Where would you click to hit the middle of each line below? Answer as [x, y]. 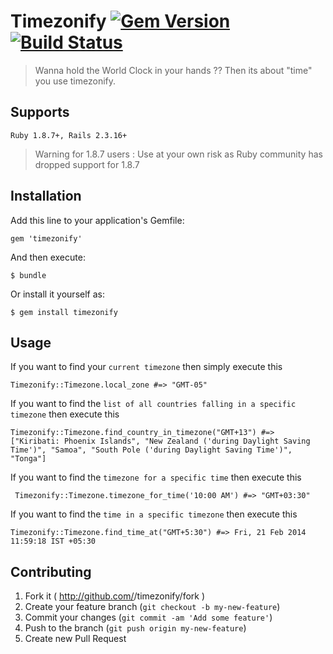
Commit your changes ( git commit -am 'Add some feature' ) [148, 617]
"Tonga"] [28, 459]
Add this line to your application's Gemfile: [97, 220]
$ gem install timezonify [64, 312]
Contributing [51, 571]
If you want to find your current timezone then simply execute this [146, 367]
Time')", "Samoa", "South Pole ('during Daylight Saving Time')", [151, 450]
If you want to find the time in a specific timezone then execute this [154, 514]
